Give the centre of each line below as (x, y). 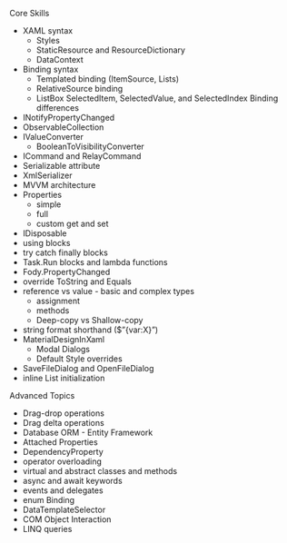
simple (49, 204)
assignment (58, 301)
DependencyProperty (63, 452)
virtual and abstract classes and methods (100, 471)
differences (58, 108)
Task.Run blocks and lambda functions (95, 262)
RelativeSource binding (79, 89)
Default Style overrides (79, 359)
